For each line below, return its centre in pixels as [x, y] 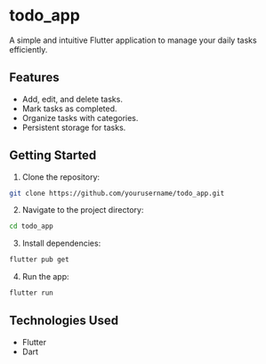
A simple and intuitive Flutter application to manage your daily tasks [133, 40]
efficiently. [28, 49]
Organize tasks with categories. [80, 117]
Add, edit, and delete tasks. [72, 99]
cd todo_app [31, 226]
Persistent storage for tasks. [74, 127]
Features [34, 78]
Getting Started [53, 155]
